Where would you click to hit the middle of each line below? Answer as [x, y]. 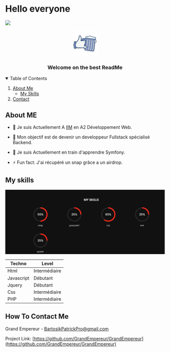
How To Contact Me [37, 317]
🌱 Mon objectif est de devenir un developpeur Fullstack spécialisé [81, 137]
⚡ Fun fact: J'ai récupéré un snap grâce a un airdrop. [68, 162]
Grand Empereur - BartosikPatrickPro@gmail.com [57, 329]
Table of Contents [28, 79]
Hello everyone [38, 9]
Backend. [23, 143]
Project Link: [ [20, 338]
